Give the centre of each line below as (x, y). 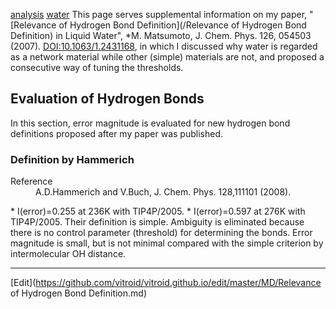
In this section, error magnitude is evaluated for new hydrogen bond (150, 123)
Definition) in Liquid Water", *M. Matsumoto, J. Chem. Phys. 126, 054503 (161, 35)
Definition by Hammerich (72, 159)
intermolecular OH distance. (68, 254)
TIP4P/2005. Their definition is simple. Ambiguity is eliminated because (157, 222)
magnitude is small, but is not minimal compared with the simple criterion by (167, 243)
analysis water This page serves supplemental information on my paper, (159, 14)
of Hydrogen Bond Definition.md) (78, 293)
